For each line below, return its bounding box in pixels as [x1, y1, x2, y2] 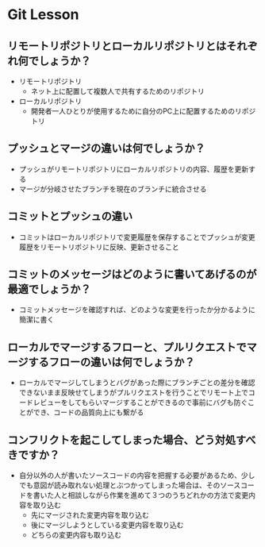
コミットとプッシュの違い [7, 210, 132, 223]
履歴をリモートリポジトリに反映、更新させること [18, 242, 179, 252]
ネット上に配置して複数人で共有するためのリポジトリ [30, 87, 205, 96]
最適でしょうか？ [7, 283, 91, 296]
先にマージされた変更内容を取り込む [30, 510, 150, 520]
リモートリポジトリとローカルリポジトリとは [7, 39, 227, 52]
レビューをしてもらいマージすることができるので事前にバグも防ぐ [33, 398, 248, 407]
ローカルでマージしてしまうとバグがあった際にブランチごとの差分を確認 [18, 378, 255, 387]
